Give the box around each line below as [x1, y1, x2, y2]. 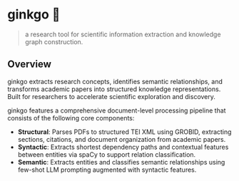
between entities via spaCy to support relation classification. [17, 150, 196, 159]
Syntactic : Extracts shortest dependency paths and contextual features [17, 143, 229, 151]
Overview [7, 58, 52, 71]
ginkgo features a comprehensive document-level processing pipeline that [7, 106, 226, 115]
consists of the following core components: [7, 113, 135, 122]
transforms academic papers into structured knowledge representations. [7, 85, 221, 93]
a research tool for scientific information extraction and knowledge [24, 30, 221, 38]
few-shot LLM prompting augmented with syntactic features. [17, 165, 197, 174]
